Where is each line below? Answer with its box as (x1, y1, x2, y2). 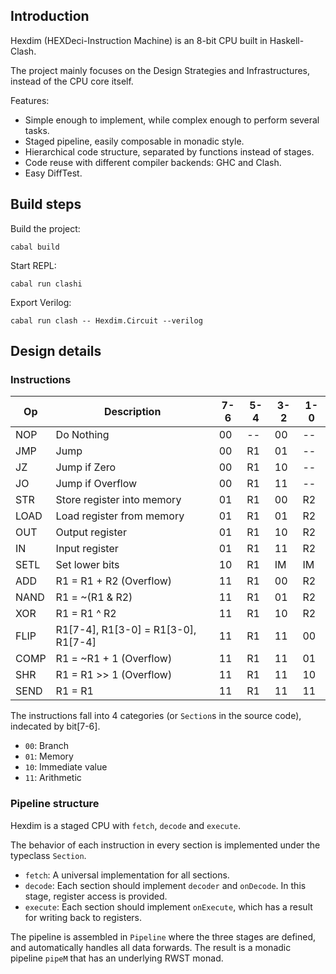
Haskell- (269, 34, 305, 46)
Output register (55, 525, 127, 539)
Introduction (10, 8, 90, 25)
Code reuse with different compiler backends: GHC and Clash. (24, 156, 282, 168)
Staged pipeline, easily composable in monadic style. (24, 135, 245, 147)
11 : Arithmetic (24, 772, 82, 784)
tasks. (24, 124, 50, 136)
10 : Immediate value (24, 761, 108, 773)
